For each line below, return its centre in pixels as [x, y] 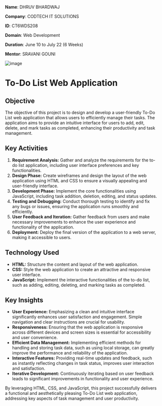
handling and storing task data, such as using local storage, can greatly [83, 348]
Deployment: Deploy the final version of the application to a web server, [84, 232]
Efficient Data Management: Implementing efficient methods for [76, 343]
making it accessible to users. [42, 237]
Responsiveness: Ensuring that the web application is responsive [78, 327]
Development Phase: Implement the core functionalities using [74, 191]
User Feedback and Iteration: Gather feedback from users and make [81, 217]
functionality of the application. [43, 227]
